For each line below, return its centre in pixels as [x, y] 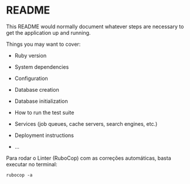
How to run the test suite [44, 112]
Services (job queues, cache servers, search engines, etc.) [86, 123]
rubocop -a [19, 175]
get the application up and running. [48, 32]
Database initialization [41, 101]
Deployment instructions [44, 135]
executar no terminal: [32, 164]
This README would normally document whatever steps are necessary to [95, 26]
